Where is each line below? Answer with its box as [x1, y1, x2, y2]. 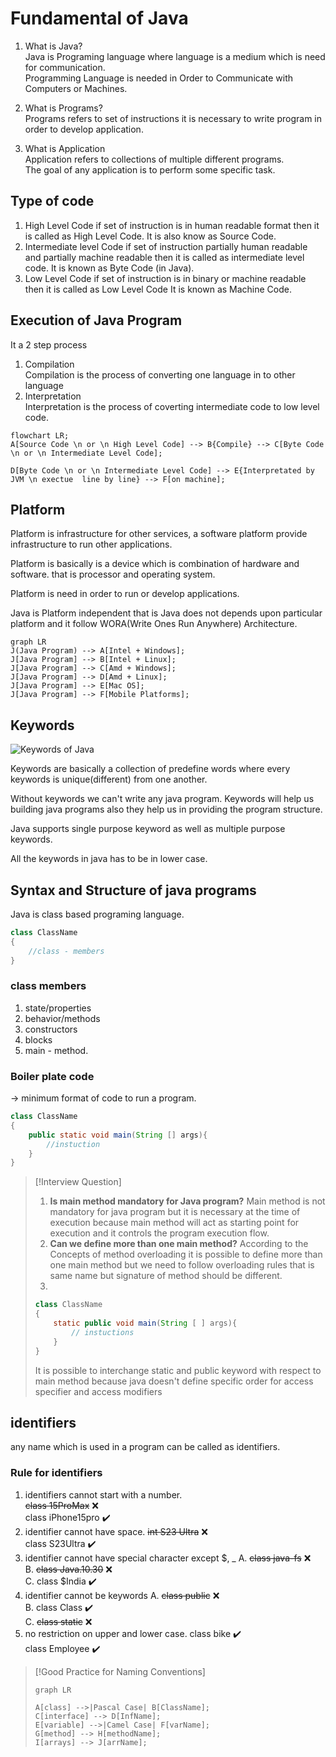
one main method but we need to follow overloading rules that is [49, 1259, 315, 1271]
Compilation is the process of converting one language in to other [24, 368, 296, 381]
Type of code [10, 193, 95, 210]
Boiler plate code [10, 1069, 95, 1083]
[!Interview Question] [34, 1176, 122, 1188]
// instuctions [71, 1327, 135, 1337]
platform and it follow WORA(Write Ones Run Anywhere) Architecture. [10, 618, 298, 630]
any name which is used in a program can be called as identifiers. [10, 1441, 281, 1453]
